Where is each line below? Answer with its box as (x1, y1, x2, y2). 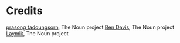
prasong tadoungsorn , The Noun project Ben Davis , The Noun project (6, 24, 175, 31)
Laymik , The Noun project (6, 29, 69, 37)
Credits (6, 4, 43, 18)
